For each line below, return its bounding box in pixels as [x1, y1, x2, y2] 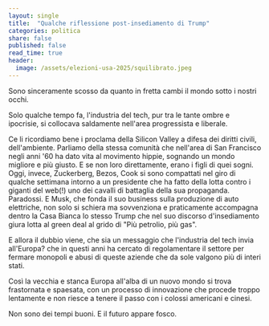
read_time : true [8, 49, 63, 57]
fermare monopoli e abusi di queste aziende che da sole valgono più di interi [8, 252, 261, 262]
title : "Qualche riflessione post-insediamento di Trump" [8, 19, 210, 27]
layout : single [8, 11, 59, 20]
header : [8, 57, 35, 65]
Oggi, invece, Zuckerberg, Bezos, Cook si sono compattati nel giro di [8, 168, 236, 177]
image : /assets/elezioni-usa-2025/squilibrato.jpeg [15, 64, 193, 72]
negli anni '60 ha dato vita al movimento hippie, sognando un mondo [8, 151, 235, 161]
